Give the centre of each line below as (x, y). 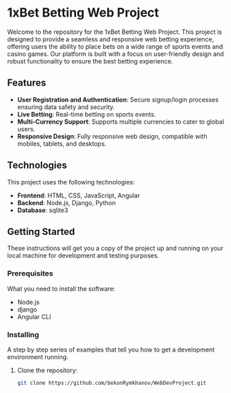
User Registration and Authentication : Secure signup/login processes (118, 99)
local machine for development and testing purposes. (83, 256)
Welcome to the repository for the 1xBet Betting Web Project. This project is (115, 32)
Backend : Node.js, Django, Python (66, 202)
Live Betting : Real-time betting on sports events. (86, 114)
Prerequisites (30, 274)
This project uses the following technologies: (71, 182)
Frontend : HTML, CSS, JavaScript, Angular (78, 195)
